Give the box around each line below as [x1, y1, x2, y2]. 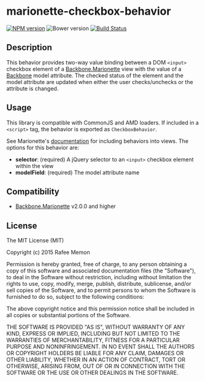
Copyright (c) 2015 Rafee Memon [6, 248, 90, 256]
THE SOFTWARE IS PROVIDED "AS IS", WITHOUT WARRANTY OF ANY [6, 323, 185, 331]
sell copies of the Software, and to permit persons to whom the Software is [6, 287, 196, 294]
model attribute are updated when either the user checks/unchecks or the [6, 78, 193, 85]
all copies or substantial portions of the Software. [6, 312, 131, 319]
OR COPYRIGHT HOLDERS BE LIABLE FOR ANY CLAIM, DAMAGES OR [6, 350, 184, 357]
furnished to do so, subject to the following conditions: [6, 293, 144, 301]
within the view [15, 162, 54, 169]
